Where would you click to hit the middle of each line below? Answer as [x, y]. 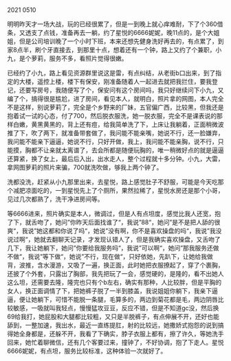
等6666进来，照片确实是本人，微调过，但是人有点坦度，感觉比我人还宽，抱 [114, 213]
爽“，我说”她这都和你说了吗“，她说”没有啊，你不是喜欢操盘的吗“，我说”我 [111, 231]
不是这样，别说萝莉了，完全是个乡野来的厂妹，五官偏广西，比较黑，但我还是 [115, 107]
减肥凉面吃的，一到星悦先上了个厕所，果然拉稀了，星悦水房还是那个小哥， [118, 190]
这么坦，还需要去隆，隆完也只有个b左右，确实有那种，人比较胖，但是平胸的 [114, 282]
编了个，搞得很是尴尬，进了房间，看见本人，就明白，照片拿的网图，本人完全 [115, 98]
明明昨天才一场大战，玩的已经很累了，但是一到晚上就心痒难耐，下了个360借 [115, 24]
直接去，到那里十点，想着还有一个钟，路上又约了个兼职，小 [137, 50]
